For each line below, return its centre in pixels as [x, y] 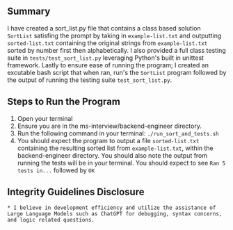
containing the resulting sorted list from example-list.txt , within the [115, 148]
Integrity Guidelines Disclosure [76, 192]
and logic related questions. [51, 220]
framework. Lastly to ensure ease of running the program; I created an [108, 65]
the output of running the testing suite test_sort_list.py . [90, 80]
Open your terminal [45, 118]
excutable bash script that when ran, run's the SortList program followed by [117, 72]
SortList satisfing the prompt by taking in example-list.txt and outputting [114, 35]
